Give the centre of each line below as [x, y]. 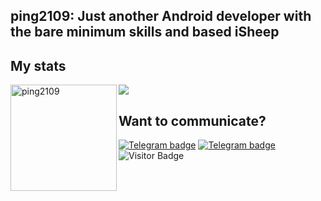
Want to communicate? [192, 120]
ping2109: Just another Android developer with [161, 16]
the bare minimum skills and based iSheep [145, 32]
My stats [38, 65]
